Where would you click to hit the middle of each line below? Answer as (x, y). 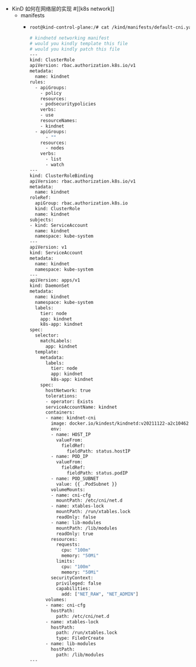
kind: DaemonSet (49, 286)
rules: (38, 82)
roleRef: (40, 198)
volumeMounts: (68, 490)
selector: (47, 336)
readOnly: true (75, 534)
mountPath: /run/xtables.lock (93, 512)
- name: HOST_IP (71, 434)
